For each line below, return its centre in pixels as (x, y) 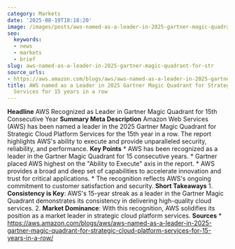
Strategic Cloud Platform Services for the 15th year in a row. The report (109, 134)
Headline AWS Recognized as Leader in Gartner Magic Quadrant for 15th (112, 112)
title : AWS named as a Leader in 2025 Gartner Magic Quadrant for (106, 85)
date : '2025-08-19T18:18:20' (50, 20)
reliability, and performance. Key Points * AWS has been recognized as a (113, 149)
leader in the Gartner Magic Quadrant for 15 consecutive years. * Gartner (112, 156)
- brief (25, 59)
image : (17, 27)
